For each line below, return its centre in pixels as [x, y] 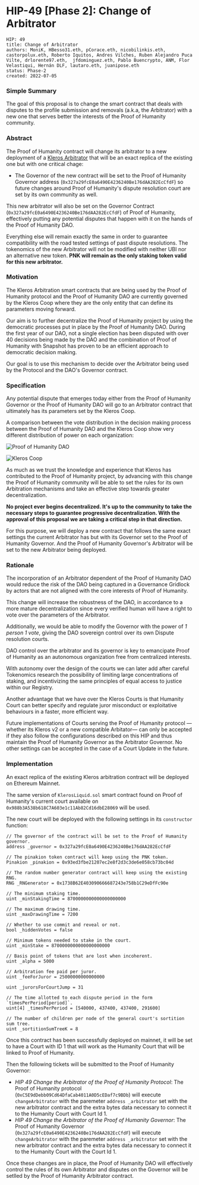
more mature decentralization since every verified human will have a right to [99, 609]
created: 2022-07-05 [32, 76]
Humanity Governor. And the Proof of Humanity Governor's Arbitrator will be [99, 543]
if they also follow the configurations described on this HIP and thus [89, 736]
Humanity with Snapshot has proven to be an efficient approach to [87, 346]
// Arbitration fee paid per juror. [51, 971]
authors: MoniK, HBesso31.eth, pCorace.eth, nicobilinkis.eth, [86, 50]
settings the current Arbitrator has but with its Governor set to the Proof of [97, 537]
